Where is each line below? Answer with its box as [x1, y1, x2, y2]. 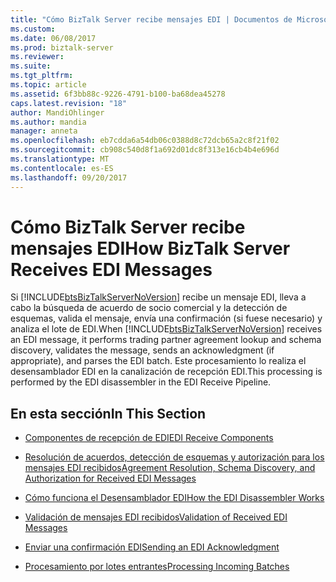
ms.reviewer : [10, 52, 65, 62]
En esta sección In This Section [10, 405, 207, 422]
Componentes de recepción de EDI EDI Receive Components [24, 432, 274, 444]
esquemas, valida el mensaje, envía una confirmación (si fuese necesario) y [10, 312, 323, 325]
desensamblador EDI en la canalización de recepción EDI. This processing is [10, 366, 323, 378]
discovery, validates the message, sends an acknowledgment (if [10, 344, 275, 356]
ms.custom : [10, 24, 56, 34]
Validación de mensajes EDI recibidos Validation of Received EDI [24, 511, 288, 523]
